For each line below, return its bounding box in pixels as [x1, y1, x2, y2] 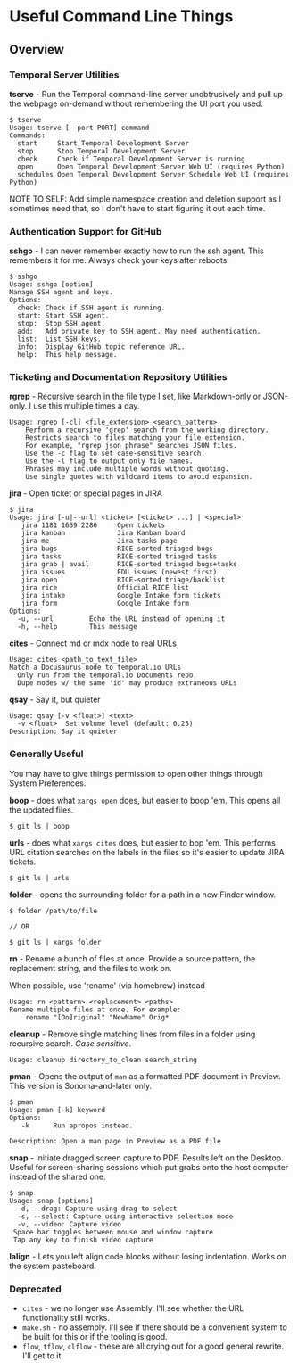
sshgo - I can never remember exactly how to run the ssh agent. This [9, 245, 265, 256]
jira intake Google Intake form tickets [21, 591, 221, 600]
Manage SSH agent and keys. [9, 288, 114, 297]
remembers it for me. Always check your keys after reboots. [9, 255, 230, 266]
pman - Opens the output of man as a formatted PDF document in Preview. [9, 1070, 281, 1081]
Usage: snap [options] [9, 1196, 94, 1205]
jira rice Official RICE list [21, 583, 190, 592]
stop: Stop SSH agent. [17, 319, 105, 328]
